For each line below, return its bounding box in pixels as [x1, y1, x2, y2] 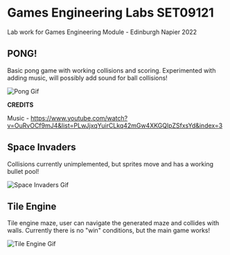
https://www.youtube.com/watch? [30, 114, 128, 122]
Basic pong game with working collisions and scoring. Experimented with [7, 66, 216, 74]
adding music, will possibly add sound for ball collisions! [7, 73, 168, 82]
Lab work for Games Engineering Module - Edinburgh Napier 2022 [7, 28, 197, 36]
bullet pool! [7, 167, 39, 175]
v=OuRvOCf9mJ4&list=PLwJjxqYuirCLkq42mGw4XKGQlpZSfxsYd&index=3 [7, 121, 223, 130]
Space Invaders [7, 141, 76, 153]
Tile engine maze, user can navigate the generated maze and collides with [7, 219, 220, 227]
